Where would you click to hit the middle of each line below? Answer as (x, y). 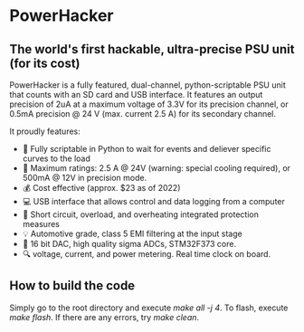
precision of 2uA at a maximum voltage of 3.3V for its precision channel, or (149, 104)
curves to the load (56, 158)
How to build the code (72, 286)
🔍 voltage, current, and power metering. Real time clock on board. (147, 254)
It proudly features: (45, 131)
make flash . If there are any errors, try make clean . (104, 317)
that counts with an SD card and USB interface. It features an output (136, 95)
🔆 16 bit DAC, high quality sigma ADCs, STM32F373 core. (129, 244)
